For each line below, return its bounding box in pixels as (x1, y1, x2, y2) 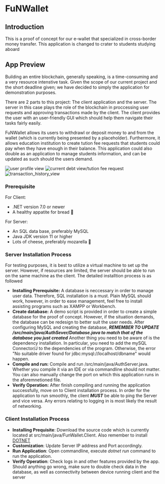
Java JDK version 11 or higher (12, 233, 73, 240)
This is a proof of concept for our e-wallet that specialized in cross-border (5, 36, 157, 42)
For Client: (5, 194, 26, 200)
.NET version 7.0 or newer (12, 204, 65, 210)
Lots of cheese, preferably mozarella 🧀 (12, 239, 91, 245)
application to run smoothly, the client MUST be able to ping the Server (12, 393, 157, 398)
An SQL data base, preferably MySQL (12, 228, 89, 234)
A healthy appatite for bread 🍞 (12, 209, 74, 215)
